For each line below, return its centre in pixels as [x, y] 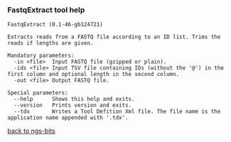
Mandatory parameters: [41, 56]
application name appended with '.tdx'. [68, 118]
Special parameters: [38, 93]
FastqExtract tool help [46, 10]
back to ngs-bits [31, 131]
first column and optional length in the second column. [93, 75]
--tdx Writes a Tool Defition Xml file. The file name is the [117, 111]
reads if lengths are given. [50, 43]
